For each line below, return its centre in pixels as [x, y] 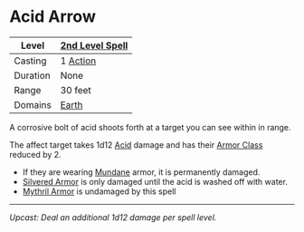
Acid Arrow [53, 17]
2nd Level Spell [94, 45]
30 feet [76, 90]
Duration [33, 75]
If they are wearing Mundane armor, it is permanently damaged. [141, 172]
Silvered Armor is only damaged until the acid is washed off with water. [155, 181]
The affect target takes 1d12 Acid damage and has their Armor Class [136, 145]
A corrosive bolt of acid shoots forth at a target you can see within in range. [150, 127]
